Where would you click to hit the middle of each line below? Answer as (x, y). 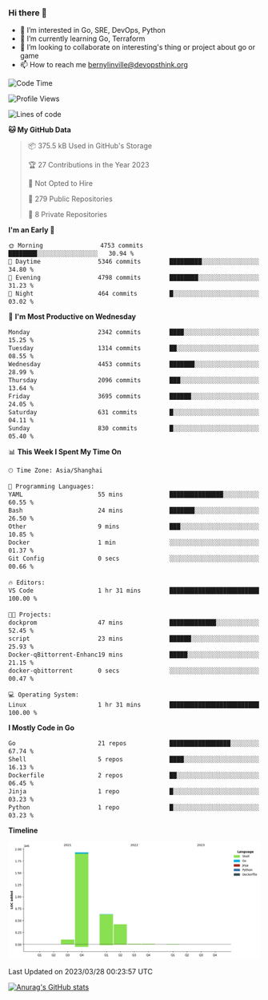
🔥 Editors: (27, 583)
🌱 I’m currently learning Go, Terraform (82, 38)
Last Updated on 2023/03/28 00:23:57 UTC (81, 972)
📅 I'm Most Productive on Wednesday (72, 317)
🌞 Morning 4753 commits (76, 246)
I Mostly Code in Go (41, 728)
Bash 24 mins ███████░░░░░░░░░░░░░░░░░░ (134, 511)
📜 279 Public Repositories (70, 199)
